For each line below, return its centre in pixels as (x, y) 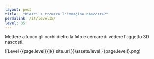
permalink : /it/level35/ (30, 18)
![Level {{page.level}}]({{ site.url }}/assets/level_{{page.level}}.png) (73, 51)
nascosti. (14, 42)
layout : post (18, 9)
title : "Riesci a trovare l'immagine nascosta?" (57, 14)
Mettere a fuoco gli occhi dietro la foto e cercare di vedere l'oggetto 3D (77, 37)
